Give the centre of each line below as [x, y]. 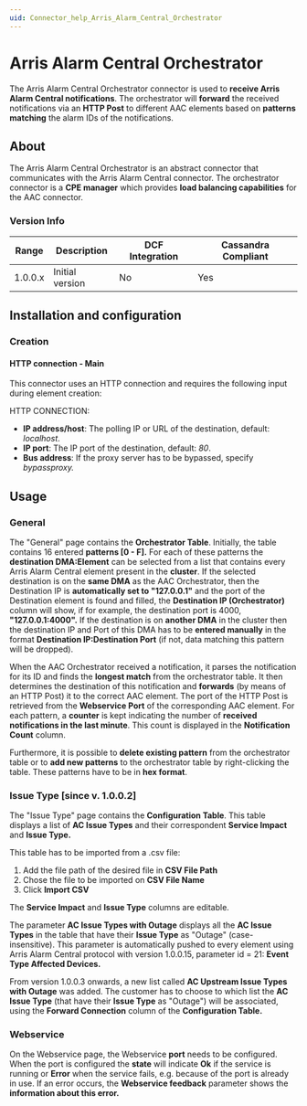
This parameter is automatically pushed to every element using [175, 945]
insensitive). [32, 945]
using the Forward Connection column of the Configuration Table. [136, 1011]
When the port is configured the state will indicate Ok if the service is [140, 1064]
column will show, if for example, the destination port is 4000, [126, 610]
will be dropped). [42, 649]
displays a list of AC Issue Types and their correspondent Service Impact [148, 825]
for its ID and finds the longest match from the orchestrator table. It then [146, 676]
